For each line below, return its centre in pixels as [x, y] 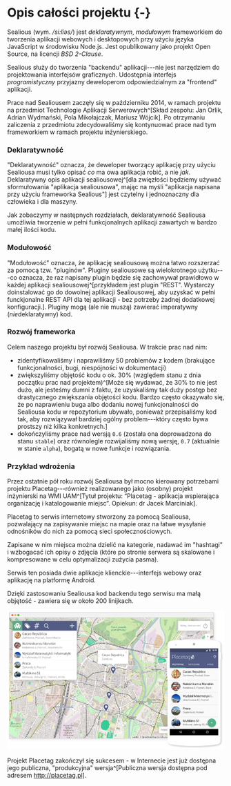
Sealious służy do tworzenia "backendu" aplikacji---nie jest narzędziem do [113, 67]
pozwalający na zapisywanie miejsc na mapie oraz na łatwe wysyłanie [107, 524]
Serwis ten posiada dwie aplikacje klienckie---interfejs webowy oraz [104, 573]
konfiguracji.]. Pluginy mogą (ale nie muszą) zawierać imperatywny [103, 307]
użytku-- [211, 270]
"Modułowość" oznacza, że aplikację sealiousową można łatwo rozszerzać [113, 262]
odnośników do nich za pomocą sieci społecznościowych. [90, 531]
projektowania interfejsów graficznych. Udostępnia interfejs [92, 75]
